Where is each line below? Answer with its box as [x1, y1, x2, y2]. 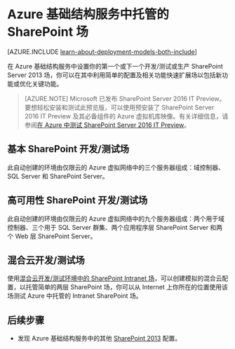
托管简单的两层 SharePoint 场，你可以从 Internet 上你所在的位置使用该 [25, 283, 228, 292]
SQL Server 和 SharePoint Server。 [7, 172, 109, 180]
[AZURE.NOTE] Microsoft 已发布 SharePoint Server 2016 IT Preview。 [24, 94, 226, 102]
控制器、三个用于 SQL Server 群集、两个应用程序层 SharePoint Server [7, 223, 209, 231]
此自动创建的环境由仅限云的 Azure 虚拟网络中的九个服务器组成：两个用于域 [7, 214, 224, 223]
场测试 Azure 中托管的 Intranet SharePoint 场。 [7, 292, 142, 300]
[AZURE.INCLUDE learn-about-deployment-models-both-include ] [7, 47, 198, 56]
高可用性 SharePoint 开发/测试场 [7, 194, 148, 207]
